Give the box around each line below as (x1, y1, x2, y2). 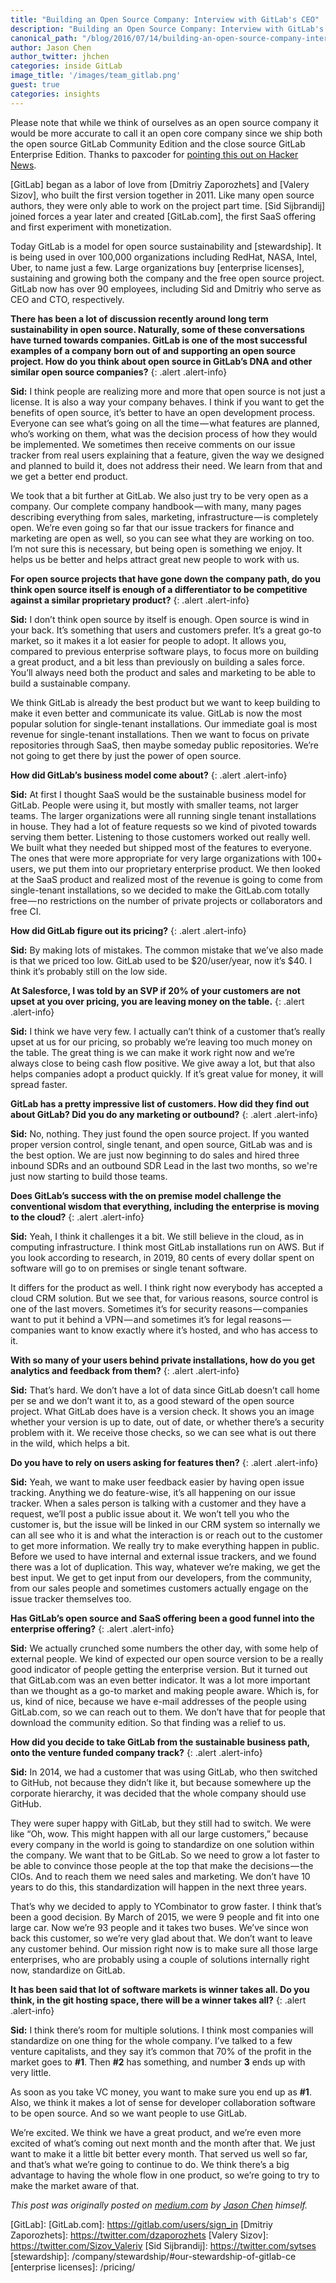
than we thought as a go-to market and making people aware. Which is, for (10, 1684, 320, 1696)
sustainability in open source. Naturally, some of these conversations (10, 323, 306, 335)
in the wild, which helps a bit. (10, 1437, 130, 1449)
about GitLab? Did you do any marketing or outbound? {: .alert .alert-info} (10, 1108, 319, 1120)
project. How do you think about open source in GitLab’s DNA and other (10, 355, 313, 367)
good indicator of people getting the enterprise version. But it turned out (10, 1663, 308, 1675)
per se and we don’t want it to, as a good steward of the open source (10, 1394, 295, 1406)
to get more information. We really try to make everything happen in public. (10, 1539, 320, 1551)
